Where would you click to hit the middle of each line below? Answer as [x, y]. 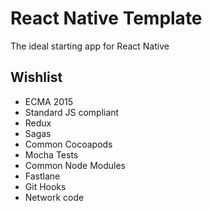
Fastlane [42, 176]
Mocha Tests [51, 154]
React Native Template [106, 18]
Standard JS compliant [72, 112]
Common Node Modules [75, 165]
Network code [54, 197]
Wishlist [36, 77]
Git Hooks [45, 186]
